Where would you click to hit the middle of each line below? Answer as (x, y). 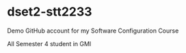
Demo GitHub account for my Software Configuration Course (93, 31)
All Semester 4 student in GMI (49, 43)
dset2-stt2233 (50, 12)
